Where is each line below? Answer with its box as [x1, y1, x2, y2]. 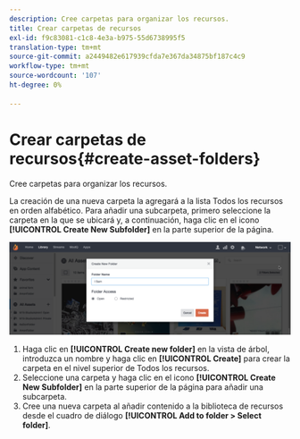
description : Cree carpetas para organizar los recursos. [9, 14, 229, 23]
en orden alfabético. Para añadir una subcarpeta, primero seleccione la [9, 205, 271, 215]
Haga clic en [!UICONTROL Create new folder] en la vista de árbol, [21, 343, 270, 354]
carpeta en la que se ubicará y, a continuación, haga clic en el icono [9, 215, 260, 225]
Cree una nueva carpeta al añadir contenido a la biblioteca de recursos [21, 401, 284, 411]
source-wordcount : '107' [9, 72, 102, 80]
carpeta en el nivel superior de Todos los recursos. [21, 362, 210, 373]
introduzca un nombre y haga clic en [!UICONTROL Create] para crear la [21, 353, 290, 364]
